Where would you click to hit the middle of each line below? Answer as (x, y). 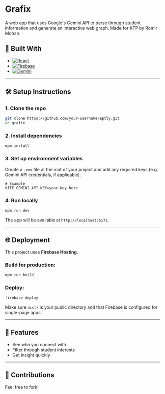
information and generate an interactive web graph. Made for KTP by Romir (81, 28)
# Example (15, 183)
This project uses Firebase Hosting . (41, 252)
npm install (17, 146)
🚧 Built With (23, 49)
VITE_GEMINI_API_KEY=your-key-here (41, 188)
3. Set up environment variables (44, 159)
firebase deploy (22, 298)
